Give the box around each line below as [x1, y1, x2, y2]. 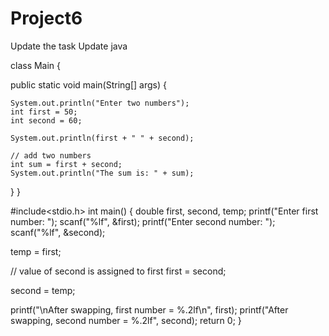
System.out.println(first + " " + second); [10, 133, 195, 143]
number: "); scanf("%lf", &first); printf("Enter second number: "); [10, 215, 276, 227]
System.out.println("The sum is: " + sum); [10, 168, 195, 178]
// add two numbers [10, 150, 92, 161]
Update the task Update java [10, 40, 128, 52]
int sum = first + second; [10, 159, 123, 169]
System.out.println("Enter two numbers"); [10, 98, 190, 108]
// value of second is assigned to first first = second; [10, 265, 227, 277]
